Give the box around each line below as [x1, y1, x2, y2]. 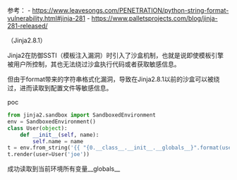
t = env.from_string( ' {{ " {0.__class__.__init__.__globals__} [7, 144, 194, 152]
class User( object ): [7, 124, 68, 132]
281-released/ [7, 22, 48, 30]
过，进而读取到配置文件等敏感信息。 [7, 84, 113, 92]
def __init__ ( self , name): [20, 131, 99, 138]
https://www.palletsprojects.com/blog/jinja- [91, 14, 218, 23]
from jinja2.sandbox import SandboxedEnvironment [7, 112, 157, 119]
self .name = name [32, 138, 83, 145]
